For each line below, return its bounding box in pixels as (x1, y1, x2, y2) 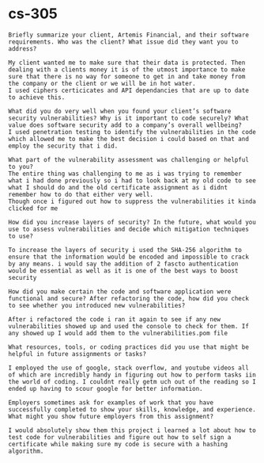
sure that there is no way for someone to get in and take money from (8, 72, 246, 80)
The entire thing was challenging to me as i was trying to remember (8, 170, 243, 178)
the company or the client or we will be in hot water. (8, 79, 196, 87)
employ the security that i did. (8, 142, 119, 150)
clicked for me (8, 204, 58, 212)
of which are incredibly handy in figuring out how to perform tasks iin (8, 370, 257, 379)
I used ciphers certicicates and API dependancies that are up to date (8, 86, 249, 94)
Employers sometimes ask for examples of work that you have (8, 398, 214, 407)
